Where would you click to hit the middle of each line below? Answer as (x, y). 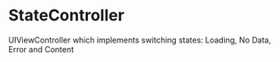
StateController (67, 15)
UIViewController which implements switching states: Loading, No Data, (140, 40)
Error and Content (41, 49)
